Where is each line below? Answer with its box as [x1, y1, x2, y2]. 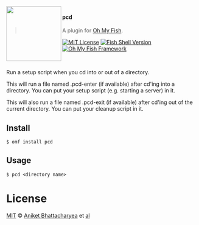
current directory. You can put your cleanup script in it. [6, 105, 144, 112]
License [6, 192, 47, 206]
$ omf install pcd [6, 139, 53, 145]
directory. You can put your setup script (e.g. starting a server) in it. [6, 87, 175, 94]
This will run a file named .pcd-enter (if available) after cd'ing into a [6, 80, 175, 88]
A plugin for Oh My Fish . [62, 27, 124, 34]
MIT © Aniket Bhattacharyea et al [6, 212, 90, 219]
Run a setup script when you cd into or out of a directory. [6, 69, 150, 76]
